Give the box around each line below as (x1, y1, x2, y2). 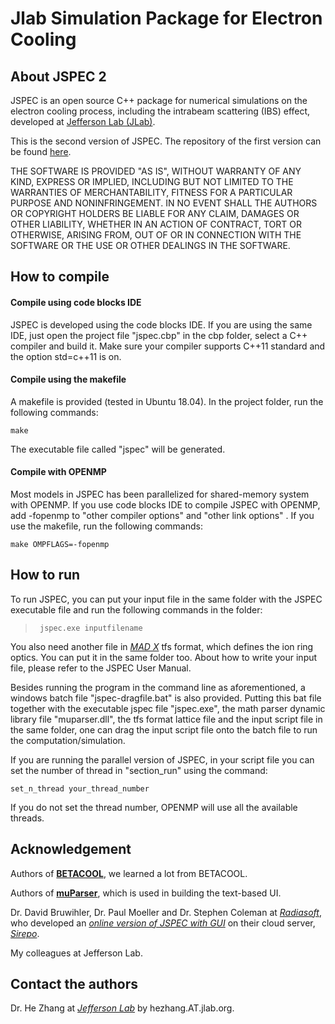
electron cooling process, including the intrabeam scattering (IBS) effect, (10, 105, 311, 117)
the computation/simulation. (10, 734, 126, 746)
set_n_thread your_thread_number (10, 783, 150, 794)
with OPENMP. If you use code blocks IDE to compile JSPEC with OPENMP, (10, 499, 321, 511)
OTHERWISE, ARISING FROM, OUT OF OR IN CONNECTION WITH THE (10, 229, 302, 241)
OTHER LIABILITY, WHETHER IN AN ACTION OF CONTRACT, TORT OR (10, 218, 302, 230)
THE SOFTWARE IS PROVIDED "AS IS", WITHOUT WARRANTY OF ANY (10, 165, 302, 177)
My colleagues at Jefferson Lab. (10, 947, 143, 959)
